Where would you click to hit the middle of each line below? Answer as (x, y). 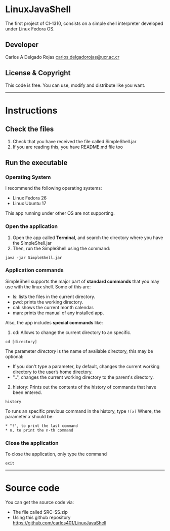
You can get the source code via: (40, 502)
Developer (22, 45)
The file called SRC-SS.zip (40, 512)
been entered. (27, 392)
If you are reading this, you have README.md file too (68, 147)
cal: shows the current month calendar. (53, 307)
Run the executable (36, 163)
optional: (14, 356)
